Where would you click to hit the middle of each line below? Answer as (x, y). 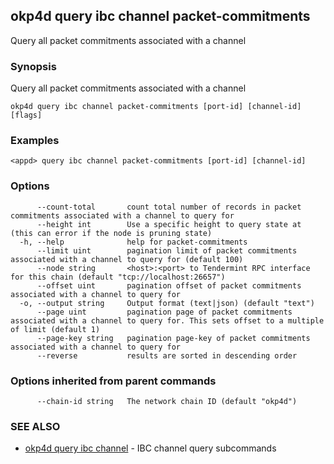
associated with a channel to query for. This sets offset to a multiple (167, 320)
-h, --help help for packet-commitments (133, 242)
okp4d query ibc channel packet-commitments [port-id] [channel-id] (156, 107)
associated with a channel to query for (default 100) (127, 259)
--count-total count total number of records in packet (169, 207)
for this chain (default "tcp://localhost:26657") (118, 277)
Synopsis (33, 66)
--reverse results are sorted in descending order (167, 355)
